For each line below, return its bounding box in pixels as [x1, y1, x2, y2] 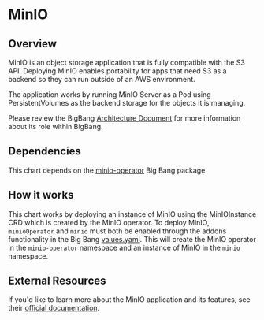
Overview [8, 37, 58, 50]
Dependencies [8, 144, 81, 158]
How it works [8, 188, 74, 202]
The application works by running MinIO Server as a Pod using [8, 90, 211, 99]
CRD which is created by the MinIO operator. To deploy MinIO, [8, 218, 210, 227]
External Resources [8, 274, 106, 288]
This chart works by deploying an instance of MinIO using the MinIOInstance [8, 209, 257, 218]
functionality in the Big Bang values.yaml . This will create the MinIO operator [8, 234, 256, 244]
